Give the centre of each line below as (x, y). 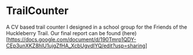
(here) (129, 33)
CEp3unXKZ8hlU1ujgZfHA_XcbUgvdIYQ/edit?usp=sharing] (77, 46)
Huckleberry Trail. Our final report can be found (63, 33)
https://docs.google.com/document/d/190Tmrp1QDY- (72, 39)
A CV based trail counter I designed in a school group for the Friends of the (96, 27)
